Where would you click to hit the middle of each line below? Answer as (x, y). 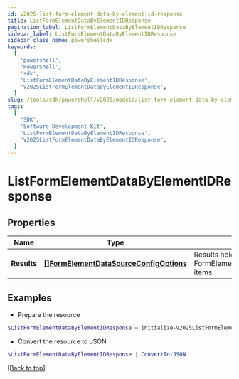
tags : (15, 107)
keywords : (22, 47)
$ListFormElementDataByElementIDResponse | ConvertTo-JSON (97, 354)
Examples (30, 298)
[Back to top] (26, 368)
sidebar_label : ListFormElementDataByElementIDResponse (92, 34)
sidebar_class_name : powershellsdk (60, 41)
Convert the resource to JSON (62, 341)
